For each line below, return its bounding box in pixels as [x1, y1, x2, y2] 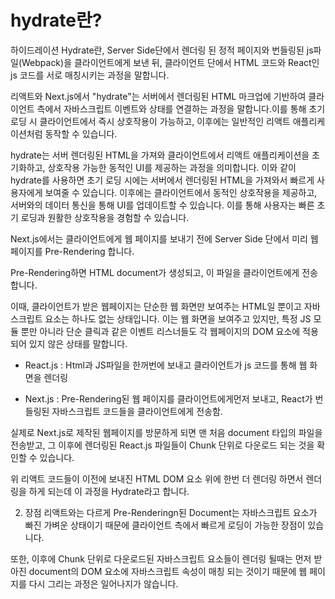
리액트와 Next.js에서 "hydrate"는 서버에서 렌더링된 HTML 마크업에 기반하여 [10, 90, 307, 102]
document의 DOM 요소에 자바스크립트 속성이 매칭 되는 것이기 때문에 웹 [28, 565, 308, 577]
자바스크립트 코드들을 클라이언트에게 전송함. [51, 405, 223, 417]
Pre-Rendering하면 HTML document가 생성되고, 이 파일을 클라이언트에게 [10, 266, 300, 278]
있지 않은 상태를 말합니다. [28, 337, 128, 350]
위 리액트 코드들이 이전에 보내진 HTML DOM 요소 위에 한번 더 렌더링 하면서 [10, 472, 304, 485]
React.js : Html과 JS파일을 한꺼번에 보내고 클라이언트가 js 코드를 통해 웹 [24, 359, 308, 371]
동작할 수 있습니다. [44, 127, 118, 140]
